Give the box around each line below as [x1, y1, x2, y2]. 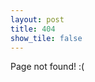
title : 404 [10, 24, 56, 34]
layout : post [10, 14, 65, 25]
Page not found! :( [10, 61, 85, 73]
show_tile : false [10, 33, 83, 43]
